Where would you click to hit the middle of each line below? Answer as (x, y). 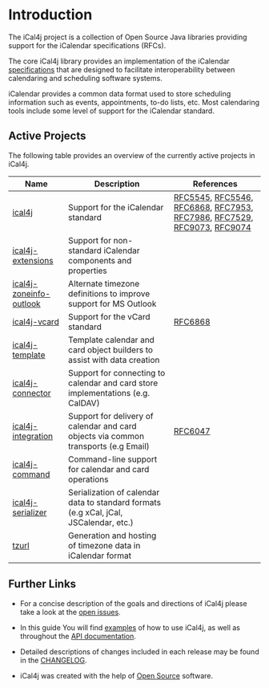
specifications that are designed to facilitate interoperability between (122, 69)
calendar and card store (113, 383)
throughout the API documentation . (78, 636)
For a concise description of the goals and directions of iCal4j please (133, 603)
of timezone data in (104, 545)
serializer (30, 512)
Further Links (42, 584)
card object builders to (110, 349)
